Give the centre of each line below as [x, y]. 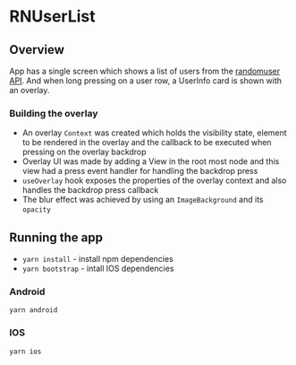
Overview [37, 50]
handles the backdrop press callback [90, 190]
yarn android [34, 310]
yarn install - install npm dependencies [98, 259]
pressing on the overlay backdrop [84, 152]
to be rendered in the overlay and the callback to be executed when [147, 143]
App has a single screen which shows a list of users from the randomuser [144, 71]
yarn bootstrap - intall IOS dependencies [98, 269]
